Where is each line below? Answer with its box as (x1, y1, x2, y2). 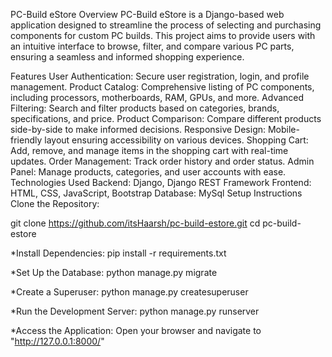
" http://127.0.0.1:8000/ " (10, 335, 105, 347)
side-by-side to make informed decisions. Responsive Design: (10, 124, 267, 135)
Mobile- (267, 124, 300, 135)
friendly (10, 134, 43, 146)
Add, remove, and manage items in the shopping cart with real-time (10, 145, 289, 156)
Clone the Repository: (10, 198, 100, 209)
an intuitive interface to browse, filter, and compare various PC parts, (10, 40, 295, 52)
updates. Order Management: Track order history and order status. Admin (10, 155, 315, 167)
